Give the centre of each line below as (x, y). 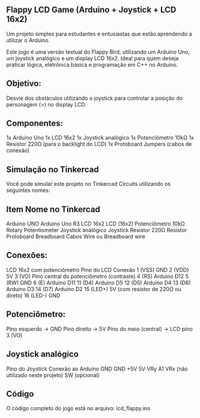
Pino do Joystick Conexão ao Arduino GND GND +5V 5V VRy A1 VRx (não (97, 369)
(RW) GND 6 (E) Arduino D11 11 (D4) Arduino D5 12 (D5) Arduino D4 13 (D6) (98, 283)
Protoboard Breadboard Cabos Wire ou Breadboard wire (76, 236)
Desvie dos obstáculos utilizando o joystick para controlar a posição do (95, 98)
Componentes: (35, 124)
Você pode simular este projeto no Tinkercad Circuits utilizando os (89, 184)
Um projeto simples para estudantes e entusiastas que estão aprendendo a (99, 34)
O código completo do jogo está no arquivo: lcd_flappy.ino (78, 408)
